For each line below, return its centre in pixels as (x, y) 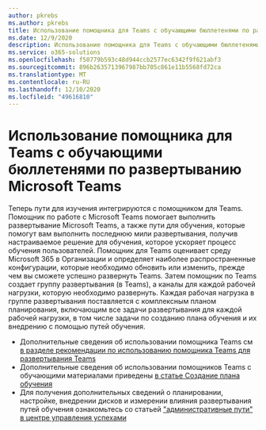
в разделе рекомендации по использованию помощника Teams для (135, 351)
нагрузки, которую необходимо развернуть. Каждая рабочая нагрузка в (131, 293)
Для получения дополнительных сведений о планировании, (122, 393)
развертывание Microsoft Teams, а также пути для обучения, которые (127, 225)
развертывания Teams (58, 359)
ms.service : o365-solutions (55, 52)
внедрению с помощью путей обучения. (77, 327)
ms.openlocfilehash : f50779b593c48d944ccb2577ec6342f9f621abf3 (115, 60)
